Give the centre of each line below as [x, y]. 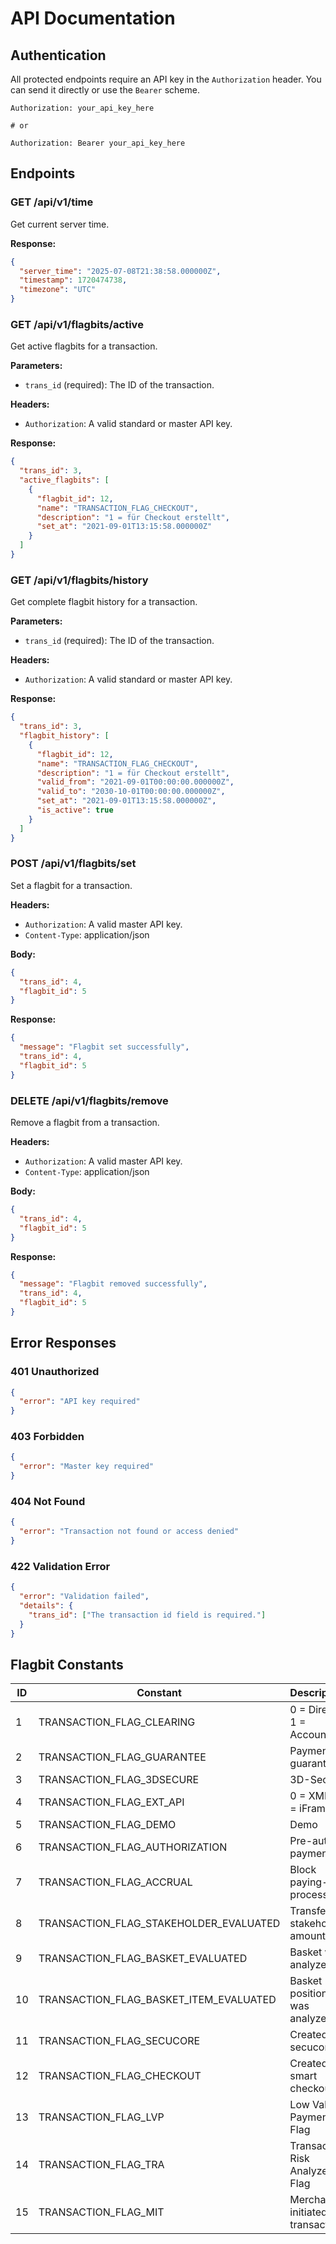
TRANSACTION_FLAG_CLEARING [117, 1722]
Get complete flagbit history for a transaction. [104, 602]
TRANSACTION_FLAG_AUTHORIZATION [133, 1847]
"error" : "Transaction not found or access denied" [129, 1532]
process [308, 1895]
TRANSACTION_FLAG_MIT [101, 2212]
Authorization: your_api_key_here [82, 108]
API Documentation [93, 18]
